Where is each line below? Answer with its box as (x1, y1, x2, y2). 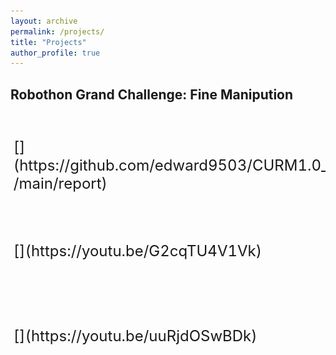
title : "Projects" (10, 37, 87, 47)
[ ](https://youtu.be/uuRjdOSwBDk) (13, 326, 258, 345)
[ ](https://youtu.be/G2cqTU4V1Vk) (13, 241, 263, 261)
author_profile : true (10, 48, 101, 58)
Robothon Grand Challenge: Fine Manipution (10, 86, 294, 103)
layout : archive (10, 16, 78, 26)
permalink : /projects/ (10, 26, 105, 37)
